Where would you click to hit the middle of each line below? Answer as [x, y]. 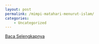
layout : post [18, 9]
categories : [17, 18]
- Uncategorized [30, 23]
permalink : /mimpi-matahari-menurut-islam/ [50, 14]
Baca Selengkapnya [25, 36]
